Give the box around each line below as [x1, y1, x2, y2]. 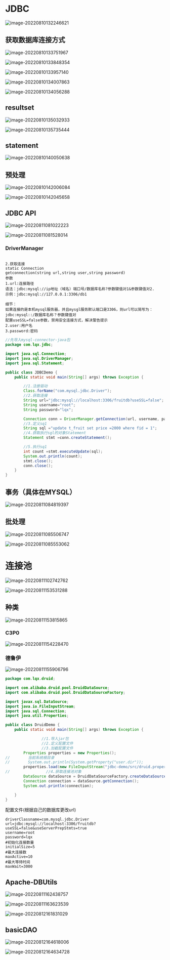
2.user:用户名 [5, 323, 33, 328]
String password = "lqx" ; [23, 407, 73, 412]
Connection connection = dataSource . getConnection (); [23, 778, 139, 783]
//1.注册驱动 [23, 384, 48, 389]
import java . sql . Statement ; [5, 360, 65, 366]
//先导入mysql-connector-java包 [5, 338, 71, 343]
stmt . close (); [23, 458, 53, 464]
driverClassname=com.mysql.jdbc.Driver [5, 817, 90, 822]
